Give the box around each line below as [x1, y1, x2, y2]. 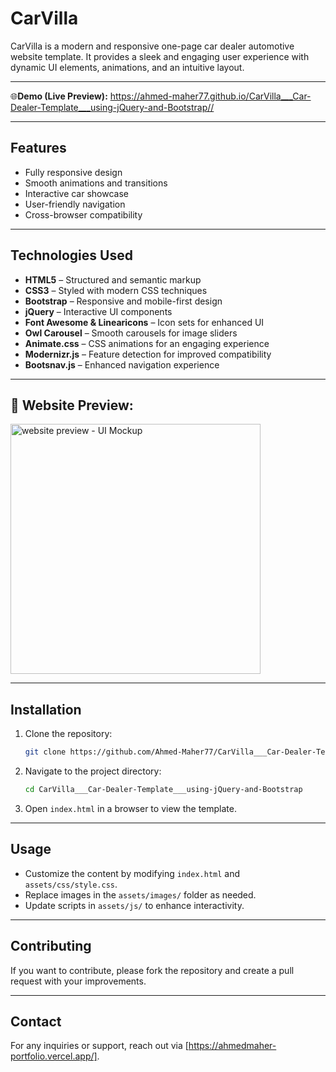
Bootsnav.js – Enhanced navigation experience [24, 358, 220, 371]
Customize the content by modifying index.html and [24, 867, 241, 879]
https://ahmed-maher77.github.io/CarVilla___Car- [109, 90, 312, 102]
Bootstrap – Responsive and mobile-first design [24, 295, 223, 307]
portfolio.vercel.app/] [10, 1050, 98, 1062]
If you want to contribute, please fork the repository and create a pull [10, 964, 295, 976]
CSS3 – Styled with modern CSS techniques [24, 284, 208, 296]
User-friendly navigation [24, 198, 126, 210]
